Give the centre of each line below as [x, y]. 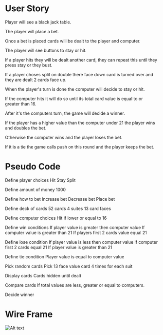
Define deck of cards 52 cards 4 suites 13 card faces [58, 209]
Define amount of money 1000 [36, 189]
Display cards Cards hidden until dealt [43, 275]
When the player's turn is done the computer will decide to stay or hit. [75, 89]
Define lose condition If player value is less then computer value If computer [81, 242]
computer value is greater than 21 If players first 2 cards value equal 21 [76, 232]
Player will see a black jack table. [38, 22]
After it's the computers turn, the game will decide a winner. [65, 113]
